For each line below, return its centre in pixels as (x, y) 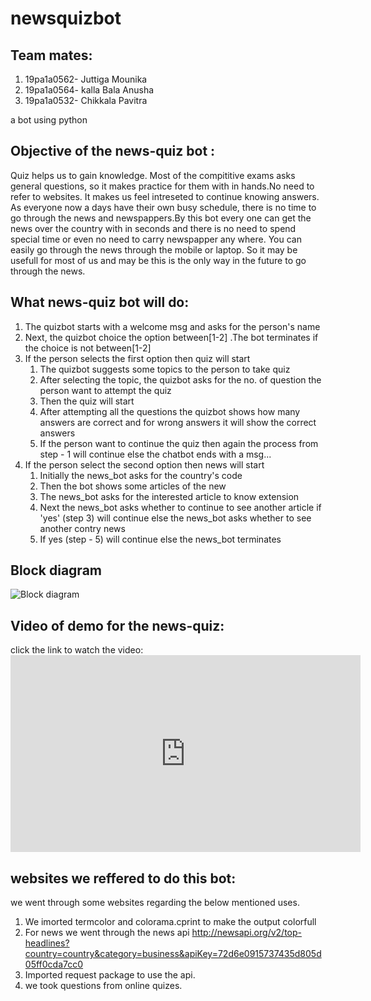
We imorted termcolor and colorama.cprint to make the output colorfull (170, 922)
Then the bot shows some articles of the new (133, 486)
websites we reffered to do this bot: (123, 878)
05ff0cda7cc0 (54, 964)
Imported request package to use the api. (110, 975)
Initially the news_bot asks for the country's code (141, 475)
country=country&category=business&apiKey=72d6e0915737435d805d (173, 954)
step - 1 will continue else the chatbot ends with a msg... (155, 454)
